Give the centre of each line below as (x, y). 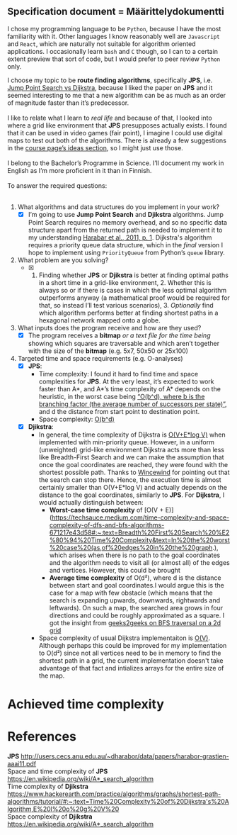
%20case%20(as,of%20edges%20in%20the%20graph (131, 548)
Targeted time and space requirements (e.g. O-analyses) (100, 358)
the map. (52, 676)
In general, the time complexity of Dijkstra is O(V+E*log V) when (132, 435)
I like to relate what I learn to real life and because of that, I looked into (110, 118)
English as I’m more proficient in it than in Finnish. (80, 170)
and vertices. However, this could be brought (115, 571)
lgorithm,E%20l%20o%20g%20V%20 (63, 809)
